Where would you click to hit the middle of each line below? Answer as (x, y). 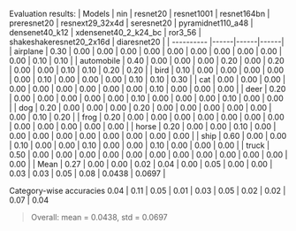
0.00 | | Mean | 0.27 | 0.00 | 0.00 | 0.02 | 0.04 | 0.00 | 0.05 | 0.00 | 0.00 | (141, 164)
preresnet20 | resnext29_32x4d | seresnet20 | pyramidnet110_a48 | (131, 23)
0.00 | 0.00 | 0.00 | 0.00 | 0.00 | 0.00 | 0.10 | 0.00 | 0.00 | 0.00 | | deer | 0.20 (148, 89)
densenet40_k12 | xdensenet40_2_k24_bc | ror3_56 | (105, 32)
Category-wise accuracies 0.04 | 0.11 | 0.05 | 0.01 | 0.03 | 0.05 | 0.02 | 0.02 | (148, 191)
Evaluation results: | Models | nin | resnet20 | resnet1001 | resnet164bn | (140, 14)
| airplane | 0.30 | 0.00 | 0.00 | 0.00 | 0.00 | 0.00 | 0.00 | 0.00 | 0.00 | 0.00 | (146, 51)
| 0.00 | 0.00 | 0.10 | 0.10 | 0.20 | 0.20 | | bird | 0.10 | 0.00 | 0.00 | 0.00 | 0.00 (147, 70)
